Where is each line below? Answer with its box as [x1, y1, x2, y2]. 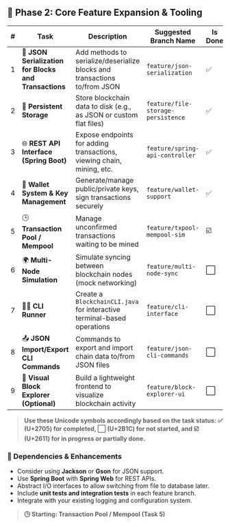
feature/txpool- [146, 224, 200, 232]
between [75, 260, 104, 270]
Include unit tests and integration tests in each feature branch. [16, 489, 196, 497]
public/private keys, [75, 183, 139, 193]
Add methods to [75, 47, 127, 57]
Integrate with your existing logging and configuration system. [16, 496, 192, 505]
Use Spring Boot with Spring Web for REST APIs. [16, 475, 157, 483]
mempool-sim [146, 231, 186, 239]
